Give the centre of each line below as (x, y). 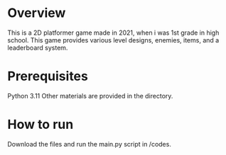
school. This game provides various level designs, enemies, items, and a (113, 40)
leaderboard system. (38, 47)
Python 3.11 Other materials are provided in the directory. (90, 96)
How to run (41, 125)
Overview (37, 13)
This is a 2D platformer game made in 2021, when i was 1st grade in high (113, 33)
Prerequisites (48, 76)
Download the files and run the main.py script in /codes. (90, 144)
